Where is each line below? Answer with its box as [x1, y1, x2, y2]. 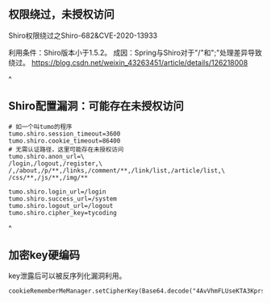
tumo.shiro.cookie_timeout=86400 [8, 136, 121, 145]
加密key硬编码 [8, 248, 81, 262]
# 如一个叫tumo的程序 [8, 122, 73, 131]
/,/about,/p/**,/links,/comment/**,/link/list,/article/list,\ [8, 166, 226, 175]
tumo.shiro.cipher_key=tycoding [8, 209, 117, 217]
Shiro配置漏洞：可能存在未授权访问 [8, 99, 184, 113]
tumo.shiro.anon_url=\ [8, 152, 85, 160]
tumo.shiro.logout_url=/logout [8, 201, 114, 210]
